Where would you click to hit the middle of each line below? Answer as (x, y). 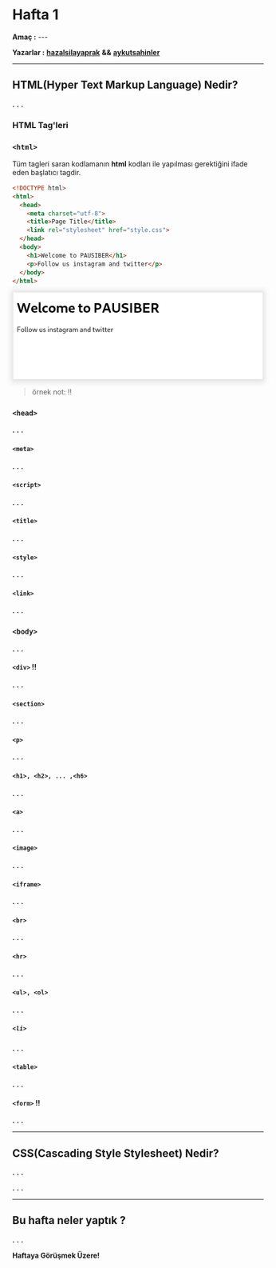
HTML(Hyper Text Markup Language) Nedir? (125, 85)
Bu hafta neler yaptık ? (69, 1220)
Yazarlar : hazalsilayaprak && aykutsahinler (86, 52)
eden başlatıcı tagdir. (47, 172)
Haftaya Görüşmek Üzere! (56, 1255)
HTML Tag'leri (40, 125)
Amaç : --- (30, 37)
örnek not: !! (52, 392)
